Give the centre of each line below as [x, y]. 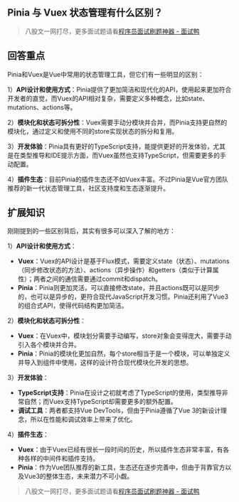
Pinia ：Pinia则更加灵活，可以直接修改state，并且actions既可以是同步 [119, 288]
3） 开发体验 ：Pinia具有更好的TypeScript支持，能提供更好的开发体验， [110, 146]
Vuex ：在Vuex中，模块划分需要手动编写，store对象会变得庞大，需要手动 [125, 336]
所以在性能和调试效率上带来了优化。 [83, 420]
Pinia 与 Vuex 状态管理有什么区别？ [85, 13]
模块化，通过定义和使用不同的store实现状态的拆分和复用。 [93, 131]
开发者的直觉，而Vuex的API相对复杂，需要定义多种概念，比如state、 [108, 98]
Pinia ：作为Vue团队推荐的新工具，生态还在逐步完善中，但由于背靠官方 [121, 467]
